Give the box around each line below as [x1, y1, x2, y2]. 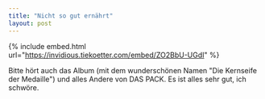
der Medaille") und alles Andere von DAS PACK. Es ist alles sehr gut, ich [8, 74, 247, 84]
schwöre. [8, 82, 39, 93]
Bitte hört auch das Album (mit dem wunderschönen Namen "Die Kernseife [8, 65, 258, 75]
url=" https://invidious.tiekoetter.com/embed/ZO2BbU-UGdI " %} [8, 50, 220, 60]
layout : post [8, 19, 52, 27]
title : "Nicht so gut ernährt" [8, 11, 114, 20]
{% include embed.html [8, 41, 86, 51]
